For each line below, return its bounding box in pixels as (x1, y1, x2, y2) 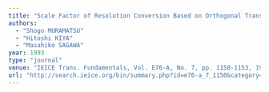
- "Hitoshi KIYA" (15, 34, 74, 42)
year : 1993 (8, 49, 45, 57)
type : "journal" (8, 57, 62, 65)
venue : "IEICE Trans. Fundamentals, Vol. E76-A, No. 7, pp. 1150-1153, (8, 64, 252, 72)
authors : (8, 19, 38, 27)
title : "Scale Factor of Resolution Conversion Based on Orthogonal (8, 11, 242, 20)
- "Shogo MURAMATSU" (15, 26, 84, 34)
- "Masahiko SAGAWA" (15, 42, 84, 50)
